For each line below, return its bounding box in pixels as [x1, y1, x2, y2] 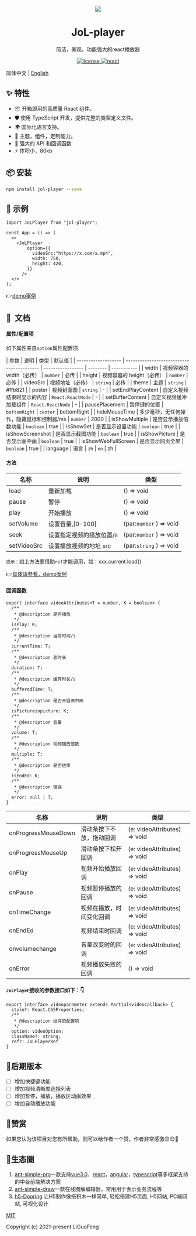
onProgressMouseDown [9, 829, 76, 837]
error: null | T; [11, 794, 54, 801]
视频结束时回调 [80, 927, 123, 935]
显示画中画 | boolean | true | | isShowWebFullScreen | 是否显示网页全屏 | [10, 437, 184, 445]
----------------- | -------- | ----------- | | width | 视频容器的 [43, 364, 188, 371]
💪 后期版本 [6, 1061, 42, 1071]
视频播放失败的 [80, 961, 123, 969]
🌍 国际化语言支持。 [14, 123, 62, 130]
